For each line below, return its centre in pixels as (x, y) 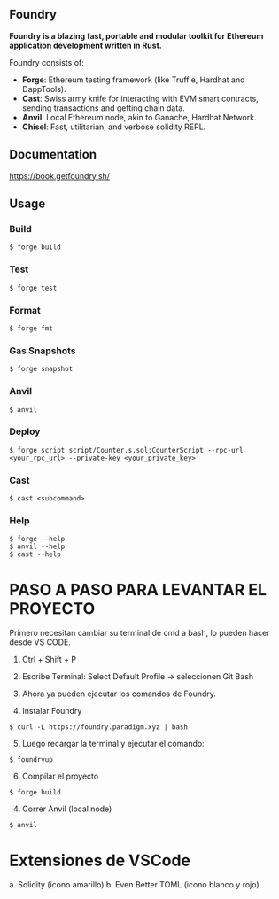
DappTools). (44, 89)
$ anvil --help (37, 547)
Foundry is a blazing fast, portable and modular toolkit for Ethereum (136, 35)
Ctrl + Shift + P (49, 660)
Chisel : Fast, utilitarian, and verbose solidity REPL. (114, 127)
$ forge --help (37, 539)
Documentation (53, 155)
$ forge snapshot (41, 369)
